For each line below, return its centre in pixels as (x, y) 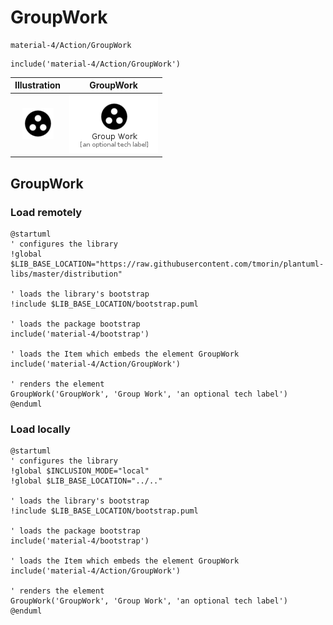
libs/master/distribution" (66, 274)
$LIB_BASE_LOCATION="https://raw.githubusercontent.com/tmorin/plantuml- (167, 264)
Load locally (40, 429)
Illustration (38, 85)
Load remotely (46, 212)
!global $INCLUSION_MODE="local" (80, 471)
